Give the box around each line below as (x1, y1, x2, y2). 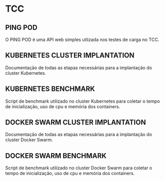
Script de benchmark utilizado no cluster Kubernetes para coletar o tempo (5, 98, 160, 104)
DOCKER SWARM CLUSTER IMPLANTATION (5, 118, 146, 127)
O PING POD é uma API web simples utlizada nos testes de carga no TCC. (5, 36, 159, 42)
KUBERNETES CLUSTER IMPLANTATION (5, 51, 135, 60)
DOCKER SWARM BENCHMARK (5, 151, 107, 160)
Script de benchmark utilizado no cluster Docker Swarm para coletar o (5, 165, 152, 171)
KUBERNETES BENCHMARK (5, 84, 95, 94)
